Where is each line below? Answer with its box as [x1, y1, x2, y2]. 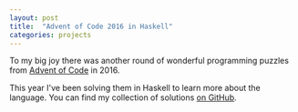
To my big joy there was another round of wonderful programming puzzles [9, 56, 290, 66]
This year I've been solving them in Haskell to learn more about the [9, 83, 262, 94]
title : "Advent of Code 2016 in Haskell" [9, 22, 173, 31]
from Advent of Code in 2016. [9, 65, 120, 76]
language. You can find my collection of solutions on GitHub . [9, 92, 237, 103]
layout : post [9, 13, 59, 23]
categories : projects [9, 30, 92, 39]
